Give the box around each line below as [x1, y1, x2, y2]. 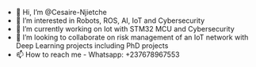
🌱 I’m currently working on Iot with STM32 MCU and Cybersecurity [15, 24, 235, 33]
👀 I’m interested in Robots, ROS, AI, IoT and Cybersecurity [15, 16, 205, 25]
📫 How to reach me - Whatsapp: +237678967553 [15, 50, 180, 59]
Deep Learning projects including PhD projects [15, 41, 169, 50]
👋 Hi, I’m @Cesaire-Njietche [15, 8, 107, 17]
